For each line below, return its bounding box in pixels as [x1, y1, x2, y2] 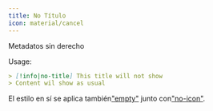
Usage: [8, 57, 32, 66]
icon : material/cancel [8, 19, 84, 27]
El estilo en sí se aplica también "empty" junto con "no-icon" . [8, 93, 206, 104]
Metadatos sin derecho [8, 41, 85, 50]
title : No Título [8, 11, 66, 20]
